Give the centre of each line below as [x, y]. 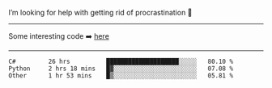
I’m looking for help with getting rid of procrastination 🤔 [100, 13]
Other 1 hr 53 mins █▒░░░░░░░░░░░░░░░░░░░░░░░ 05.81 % [121, 76]
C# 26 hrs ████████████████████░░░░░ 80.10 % [121, 61]
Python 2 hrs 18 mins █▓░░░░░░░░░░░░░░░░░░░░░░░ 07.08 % [121, 69]
